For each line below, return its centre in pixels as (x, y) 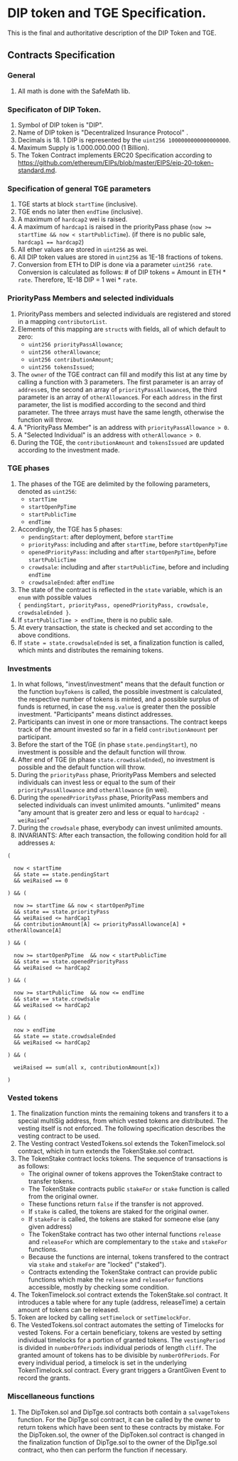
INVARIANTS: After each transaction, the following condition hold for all (122, 835)
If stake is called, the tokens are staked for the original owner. (118, 1212)
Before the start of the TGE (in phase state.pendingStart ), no (107, 744)
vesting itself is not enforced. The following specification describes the (121, 1129)
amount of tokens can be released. (69, 1310)
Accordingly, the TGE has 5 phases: (70, 529)
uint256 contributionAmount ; (71, 359)
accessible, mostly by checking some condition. (98, 1287)
